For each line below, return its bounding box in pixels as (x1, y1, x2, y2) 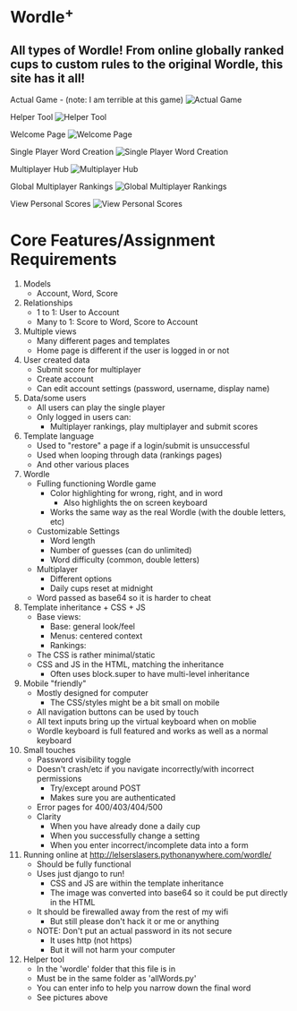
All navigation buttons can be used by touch (36, 707, 199, 717)
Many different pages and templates (36, 336, 171, 347)
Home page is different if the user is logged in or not (36, 345, 230, 356)
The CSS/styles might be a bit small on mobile (49, 698, 220, 708)
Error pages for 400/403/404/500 (36, 801, 164, 813)
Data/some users (22, 393, 87, 404)
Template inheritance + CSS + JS (22, 602, 146, 613)
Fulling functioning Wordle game (36, 478, 157, 489)
